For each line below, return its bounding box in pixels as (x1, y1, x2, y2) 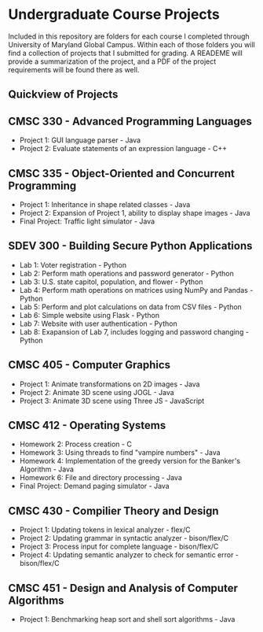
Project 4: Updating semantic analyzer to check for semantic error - (19, 550, 239, 560)
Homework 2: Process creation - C (19, 439, 132, 449)
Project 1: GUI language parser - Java (19, 135, 141, 145)
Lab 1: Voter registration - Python (19, 260, 127, 269)
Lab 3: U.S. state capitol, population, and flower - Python (19, 277, 203, 286)
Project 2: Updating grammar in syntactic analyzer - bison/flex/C (19, 534, 229, 543)
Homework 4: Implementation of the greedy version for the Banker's (19, 456, 241, 466)
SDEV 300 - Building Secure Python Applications (8, 239, 253, 253)
